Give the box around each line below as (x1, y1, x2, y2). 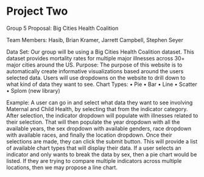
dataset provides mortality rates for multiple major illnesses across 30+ (6, 54, 185, 62)
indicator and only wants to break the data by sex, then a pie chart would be (6, 151, 197, 158)
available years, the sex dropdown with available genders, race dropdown (6, 125, 192, 132)
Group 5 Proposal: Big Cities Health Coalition (6, 24, 119, 32)
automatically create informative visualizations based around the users (6, 67, 184, 74)
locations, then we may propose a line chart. (6, 164, 118, 171)
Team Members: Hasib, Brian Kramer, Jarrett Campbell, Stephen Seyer (6, 36, 184, 43)
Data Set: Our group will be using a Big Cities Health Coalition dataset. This (6, 48, 195, 56)
